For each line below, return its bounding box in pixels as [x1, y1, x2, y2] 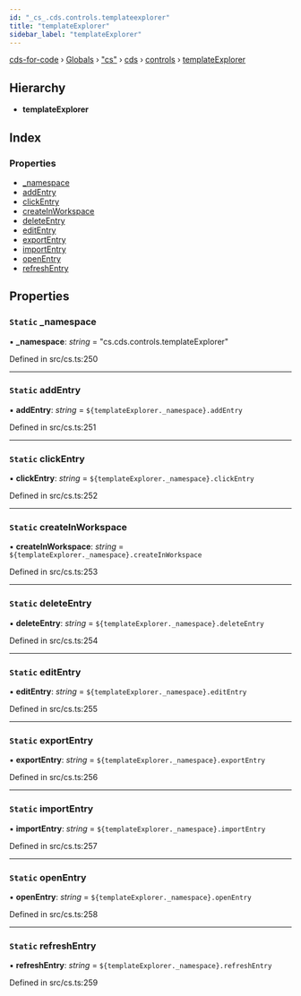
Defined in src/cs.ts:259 [9, 977, 99, 988]
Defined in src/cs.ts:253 [9, 566, 99, 578]
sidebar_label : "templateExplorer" [9, 30, 142, 39]
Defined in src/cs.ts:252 [9, 490, 99, 502]
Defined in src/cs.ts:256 [9, 772, 99, 783]
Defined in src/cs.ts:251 [9, 422, 97, 433]
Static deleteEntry [9, 597, 92, 610]
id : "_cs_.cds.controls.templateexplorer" [9, 13, 170, 22]
